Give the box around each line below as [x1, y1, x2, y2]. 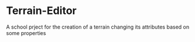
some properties [6, 29, 46, 36]
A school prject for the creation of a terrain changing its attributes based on [6, 23, 190, 30]
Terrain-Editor [6, 4, 77, 17]
